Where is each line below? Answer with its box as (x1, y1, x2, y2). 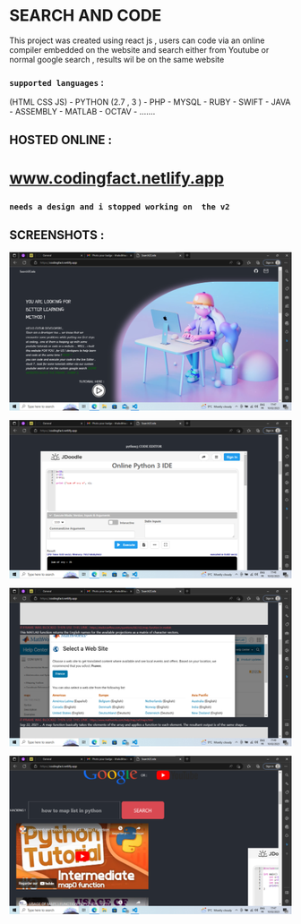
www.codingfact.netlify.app (9, 167, 225, 188)
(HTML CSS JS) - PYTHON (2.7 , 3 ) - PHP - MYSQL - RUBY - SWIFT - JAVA (9, 97, 291, 107)
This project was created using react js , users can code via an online (9, 35, 266, 46)
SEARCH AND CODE (9, 5, 162, 26)
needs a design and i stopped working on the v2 (9, 201, 230, 211)
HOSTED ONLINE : (9, 132, 113, 148)
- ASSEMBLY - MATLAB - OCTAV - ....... (9, 107, 156, 117)
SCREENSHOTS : (9, 227, 105, 243)
